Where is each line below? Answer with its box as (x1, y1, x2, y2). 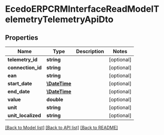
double (46, 96, 64, 103)
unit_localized (7, 112, 41, 119)
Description (76, 48, 104, 54)
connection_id (7, 64, 42, 71)
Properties (5, 33, 38, 42)
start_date (7, 80, 33, 87)
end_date (7, 88, 31, 95)
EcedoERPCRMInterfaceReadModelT (5, 3, 160, 15)
